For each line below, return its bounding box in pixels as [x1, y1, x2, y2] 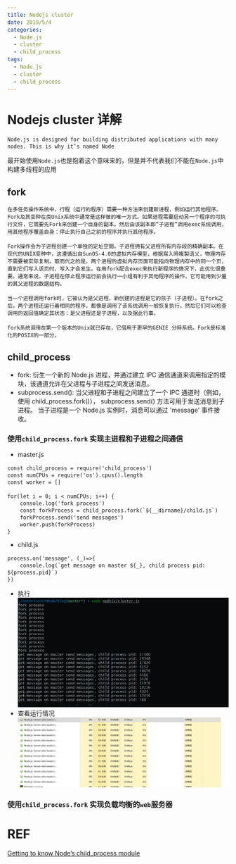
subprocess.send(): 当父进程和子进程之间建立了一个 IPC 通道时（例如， [17, 388, 225, 397]
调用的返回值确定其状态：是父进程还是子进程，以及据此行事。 [7, 310, 159, 317]
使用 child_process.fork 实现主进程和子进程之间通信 [7, 434, 183, 444]
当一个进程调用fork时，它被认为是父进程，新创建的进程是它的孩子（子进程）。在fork [7, 295, 218, 302]
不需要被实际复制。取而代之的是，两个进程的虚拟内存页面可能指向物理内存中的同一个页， [7, 258, 227, 265]
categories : [7, 26, 42, 33]
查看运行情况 [17, 708, 55, 718]
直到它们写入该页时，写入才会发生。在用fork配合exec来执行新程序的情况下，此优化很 [7, 265, 221, 273]
